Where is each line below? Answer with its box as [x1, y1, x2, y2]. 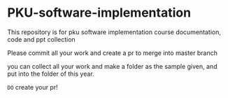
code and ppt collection [7, 35, 76, 43]
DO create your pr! [7, 83, 58, 91]
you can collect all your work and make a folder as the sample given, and [7, 62, 218, 70]
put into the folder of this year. [7, 70, 94, 78]
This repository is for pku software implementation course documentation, [7, 28, 222, 36]
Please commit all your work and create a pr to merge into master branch [7, 49, 218, 57]
